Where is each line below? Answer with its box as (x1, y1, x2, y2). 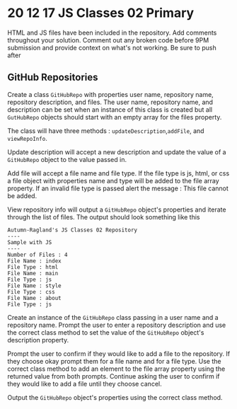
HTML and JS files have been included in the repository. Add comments (7, 28, 217, 37)
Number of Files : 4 (7, 251, 69, 258)
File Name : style (7, 282, 62, 289)
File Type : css (7, 288, 55, 295)
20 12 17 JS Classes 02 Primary (7, 5, 195, 21)
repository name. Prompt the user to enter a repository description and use (7, 321, 226, 329)
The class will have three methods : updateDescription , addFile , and (7, 126, 204, 135)
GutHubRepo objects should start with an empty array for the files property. (7, 113, 222, 121)
